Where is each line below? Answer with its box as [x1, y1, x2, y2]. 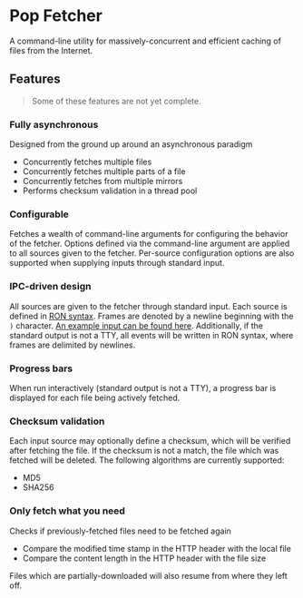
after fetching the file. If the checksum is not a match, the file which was [9, 446, 279, 456]
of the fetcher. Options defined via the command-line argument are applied [9, 238, 290, 250]
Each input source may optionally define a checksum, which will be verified [9, 436, 291, 446]
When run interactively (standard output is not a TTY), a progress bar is [9, 382, 277, 393]
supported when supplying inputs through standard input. [9, 258, 225, 269]
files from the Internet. [9, 44, 93, 55]
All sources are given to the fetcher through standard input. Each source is [9, 300, 288, 311]
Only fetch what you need [9, 505, 125, 517]
